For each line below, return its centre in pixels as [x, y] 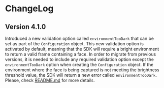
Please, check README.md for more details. [50, 80]
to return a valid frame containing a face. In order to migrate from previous [81, 54]
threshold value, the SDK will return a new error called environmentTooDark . [81, 75]
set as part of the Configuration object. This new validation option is [74, 44]
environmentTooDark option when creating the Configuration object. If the [79, 65]
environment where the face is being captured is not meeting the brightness [82, 70]
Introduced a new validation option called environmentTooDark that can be [80, 38]
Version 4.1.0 [26, 27]
